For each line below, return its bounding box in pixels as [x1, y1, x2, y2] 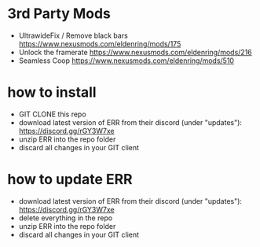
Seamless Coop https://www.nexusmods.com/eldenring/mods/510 [18, 56, 235, 65]
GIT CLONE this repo [18, 109, 87, 119]
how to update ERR [7, 171, 133, 189]
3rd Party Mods [7, 5, 112, 23]
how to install [7, 83, 97, 101]
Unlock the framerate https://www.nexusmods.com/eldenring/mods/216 [18, 47, 252, 57]
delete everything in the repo [18, 213, 113, 223]
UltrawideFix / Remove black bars [18, 31, 129, 40]
